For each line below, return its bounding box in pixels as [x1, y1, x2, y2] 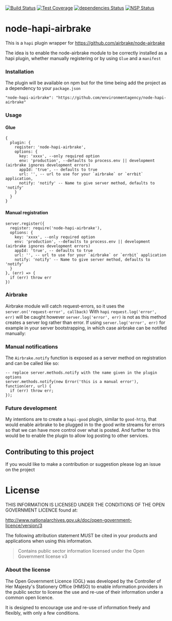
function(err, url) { [5, 383, 52, 389]
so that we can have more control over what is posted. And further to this [5, 427, 160, 433]
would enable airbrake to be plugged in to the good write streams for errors [5, 422, 165, 428]
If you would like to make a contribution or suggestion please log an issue [5, 461, 161, 467]
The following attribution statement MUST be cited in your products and [5, 533, 158, 539]
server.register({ [5, 221, 45, 226]
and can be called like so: [5, 360, 60, 367]
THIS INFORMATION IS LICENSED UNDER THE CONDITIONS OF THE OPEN [5, 502, 165, 508]
